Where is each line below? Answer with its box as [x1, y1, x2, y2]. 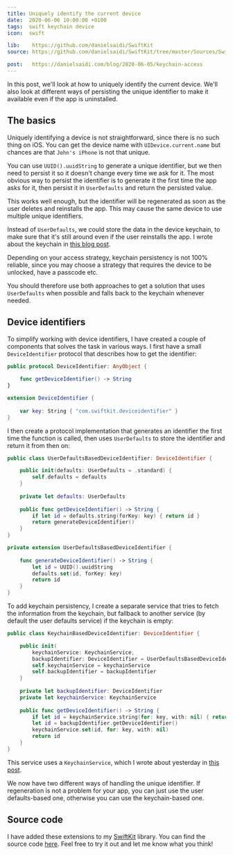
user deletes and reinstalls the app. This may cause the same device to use [7, 204, 223, 212]
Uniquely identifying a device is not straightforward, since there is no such [7, 133, 220, 141]
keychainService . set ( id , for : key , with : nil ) [32, 726, 169, 734]
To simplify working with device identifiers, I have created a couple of [7, 334, 206, 343]
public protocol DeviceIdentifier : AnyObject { [7, 363, 148, 370]
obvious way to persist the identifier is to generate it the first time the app [7, 176, 217, 184]
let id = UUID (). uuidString [32, 563, 113, 571]
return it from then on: [7, 441, 71, 449]
